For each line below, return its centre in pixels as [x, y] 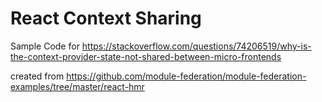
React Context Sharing [106, 18]
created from [37, 76]
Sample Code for [45, 46]
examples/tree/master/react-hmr [77, 86]
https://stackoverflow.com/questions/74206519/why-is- [196, 46]
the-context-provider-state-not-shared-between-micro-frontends [146, 56]
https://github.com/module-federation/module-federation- [186, 76]
